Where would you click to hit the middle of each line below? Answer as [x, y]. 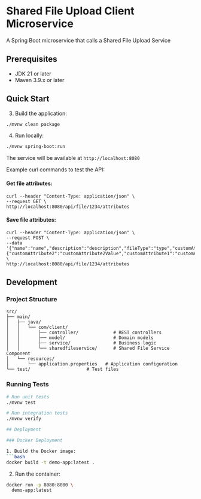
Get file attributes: [29, 183]
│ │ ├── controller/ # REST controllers [84, 333]
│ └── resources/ [31, 359]
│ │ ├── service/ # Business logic [81, 343]
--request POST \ [28, 238]
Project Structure [32, 300]
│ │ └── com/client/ [37, 328]
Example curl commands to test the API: [55, 170]
